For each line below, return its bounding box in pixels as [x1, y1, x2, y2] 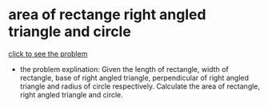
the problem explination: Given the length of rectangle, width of [19, 64, 230, 73]
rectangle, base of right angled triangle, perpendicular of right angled [19, 73, 250, 82]
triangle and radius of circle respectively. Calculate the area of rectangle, [19, 81, 261, 91]
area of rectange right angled [8, 6, 206, 24]
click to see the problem [8, 49, 88, 58]
